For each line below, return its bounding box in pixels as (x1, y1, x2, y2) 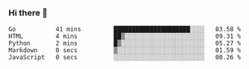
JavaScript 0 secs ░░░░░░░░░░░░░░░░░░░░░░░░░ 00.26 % (8, 54, 242, 62)
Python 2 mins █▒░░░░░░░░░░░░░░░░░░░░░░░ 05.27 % (8, 39, 242, 47)
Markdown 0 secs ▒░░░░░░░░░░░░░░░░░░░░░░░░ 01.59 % (8, 47, 242, 55)
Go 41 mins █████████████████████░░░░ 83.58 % (8, 26, 242, 34)
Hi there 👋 (8, 7, 49, 18)
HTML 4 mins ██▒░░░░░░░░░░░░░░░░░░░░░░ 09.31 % (8, 32, 242, 41)
